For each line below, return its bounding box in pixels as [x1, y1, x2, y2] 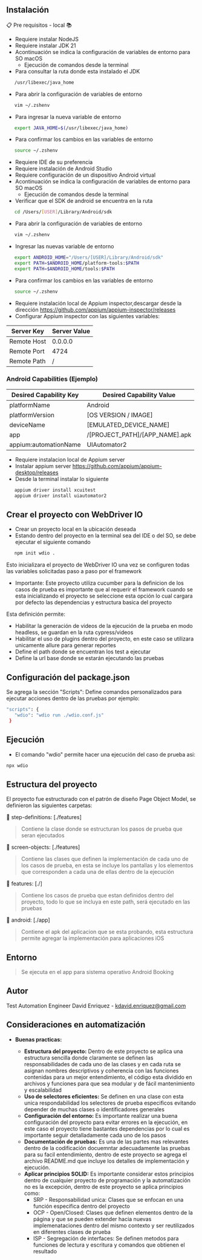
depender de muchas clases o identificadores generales [24, 1105, 165, 1113]
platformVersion [9, 410, 54, 419]
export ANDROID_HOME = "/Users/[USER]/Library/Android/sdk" [14, 254, 164, 261]
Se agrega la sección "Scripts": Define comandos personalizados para [6, 689, 182, 696]
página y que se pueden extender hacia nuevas [33, 1215, 152, 1222]
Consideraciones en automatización [6, 1020, 146, 1030]
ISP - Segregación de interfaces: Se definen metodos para [33, 1234, 179, 1242]
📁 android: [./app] [6, 916, 50, 924]
